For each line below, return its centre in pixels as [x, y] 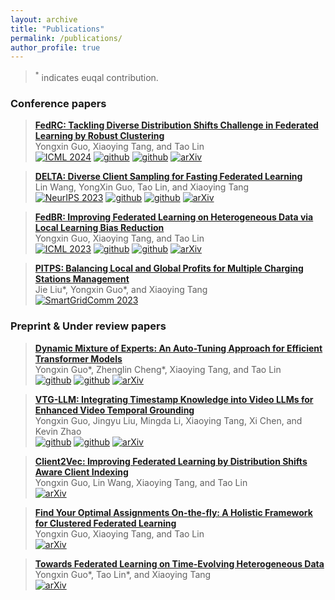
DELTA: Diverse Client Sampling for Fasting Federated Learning [168, 177]
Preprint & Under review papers [88, 326]
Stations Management [82, 279]
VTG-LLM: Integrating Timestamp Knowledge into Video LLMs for [174, 399]
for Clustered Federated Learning [105, 523]
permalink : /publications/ [66, 38]
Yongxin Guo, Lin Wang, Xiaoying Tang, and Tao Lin [141, 482]
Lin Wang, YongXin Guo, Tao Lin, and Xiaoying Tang [142, 187]
